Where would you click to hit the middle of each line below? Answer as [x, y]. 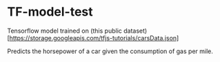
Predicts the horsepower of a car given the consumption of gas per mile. [110, 51]
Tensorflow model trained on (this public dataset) [77, 31]
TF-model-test [50, 12]
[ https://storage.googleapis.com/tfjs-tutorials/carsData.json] [93, 37]
